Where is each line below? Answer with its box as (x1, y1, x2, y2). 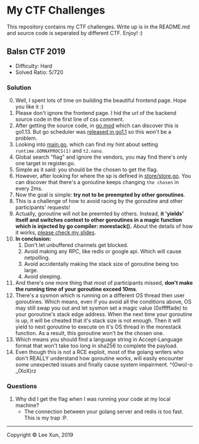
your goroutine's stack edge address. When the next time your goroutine (15, 311, 193, 318)
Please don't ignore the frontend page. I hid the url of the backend (15, 110, 177, 117)
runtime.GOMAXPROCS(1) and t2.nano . (15, 147, 103, 155)
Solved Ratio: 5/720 (15, 69, 64, 76)
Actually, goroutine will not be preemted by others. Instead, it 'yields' (15, 210, 184, 217)
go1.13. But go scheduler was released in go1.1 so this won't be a (15, 128, 172, 136)
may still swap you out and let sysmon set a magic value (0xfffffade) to (15, 304, 188, 311)
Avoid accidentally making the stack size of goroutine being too (24, 260, 179, 268)
